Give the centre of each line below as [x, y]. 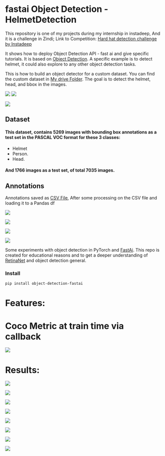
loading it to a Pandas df [30, 203]
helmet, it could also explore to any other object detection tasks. [71, 64]
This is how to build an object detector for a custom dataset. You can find [80, 73]
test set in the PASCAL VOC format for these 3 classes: [63, 137]
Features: [25, 303]
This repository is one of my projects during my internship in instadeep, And [83, 33]
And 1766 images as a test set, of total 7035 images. [60, 170]
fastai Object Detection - [57, 9]
